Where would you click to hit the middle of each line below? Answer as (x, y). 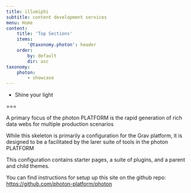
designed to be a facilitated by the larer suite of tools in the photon (87, 142)
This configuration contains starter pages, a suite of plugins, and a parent (96, 160)
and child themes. (28, 166)
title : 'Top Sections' (45, 34)
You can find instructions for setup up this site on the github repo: (86, 178)
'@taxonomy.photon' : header (62, 45)
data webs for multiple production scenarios (60, 124)
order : (25, 50)
